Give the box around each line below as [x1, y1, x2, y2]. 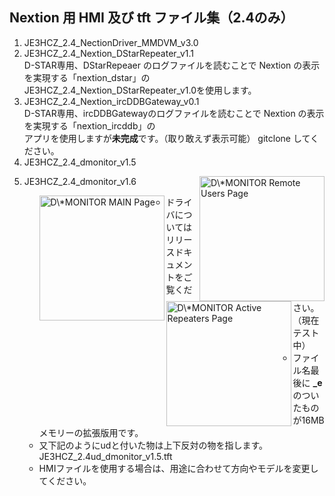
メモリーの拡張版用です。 [38, 426, 144, 438]
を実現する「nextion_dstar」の [23, 71, 151, 83]
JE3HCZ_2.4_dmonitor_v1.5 [23, 156, 137, 168]
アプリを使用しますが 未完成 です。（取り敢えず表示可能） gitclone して [23, 132, 311, 144]
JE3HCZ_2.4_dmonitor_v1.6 [23, 175, 137, 187]
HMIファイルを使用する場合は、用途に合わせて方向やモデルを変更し [38, 462, 319, 474]
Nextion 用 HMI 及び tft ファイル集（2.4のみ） [9, 9, 294, 27]
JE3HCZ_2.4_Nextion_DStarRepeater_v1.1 [23, 47, 194, 59]
